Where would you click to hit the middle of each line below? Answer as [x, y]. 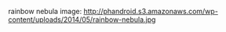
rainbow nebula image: [45, 11]
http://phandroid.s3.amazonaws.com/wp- [151, 11]
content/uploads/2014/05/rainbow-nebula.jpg [82, 20]
